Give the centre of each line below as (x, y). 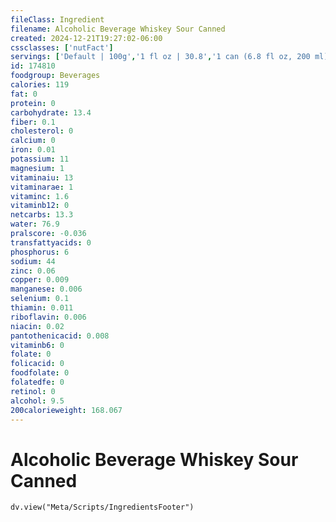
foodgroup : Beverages (55, 76)
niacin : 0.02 (37, 326)
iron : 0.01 (33, 150)
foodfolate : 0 (40, 373)
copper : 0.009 (40, 280)
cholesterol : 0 (42, 131)
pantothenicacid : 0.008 (60, 336)
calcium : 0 (33, 141)
